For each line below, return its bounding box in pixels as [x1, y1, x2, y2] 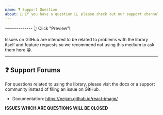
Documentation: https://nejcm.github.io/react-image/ [12, 96, 118, 102]
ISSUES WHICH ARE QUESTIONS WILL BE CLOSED [5, 105, 108, 111]
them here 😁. [5, 47, 33, 52]
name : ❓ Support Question [5, 7, 57, 12]
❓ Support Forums [5, 66, 61, 74]
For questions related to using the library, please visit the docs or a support [5, 81, 155, 87]
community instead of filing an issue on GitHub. [5, 86, 100, 92]
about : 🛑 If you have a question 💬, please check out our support [5, 12, 142, 16]
